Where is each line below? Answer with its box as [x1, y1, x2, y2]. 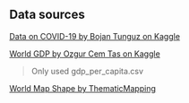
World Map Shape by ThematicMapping [9, 82, 157, 93]
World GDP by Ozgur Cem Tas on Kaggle [9, 48, 161, 59]
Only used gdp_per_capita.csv [30, 65, 144, 76]
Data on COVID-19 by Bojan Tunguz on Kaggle [9, 30, 181, 41]
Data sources [9, 7, 85, 22]
